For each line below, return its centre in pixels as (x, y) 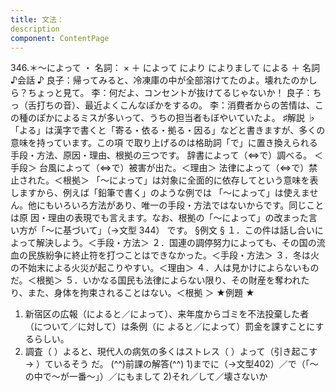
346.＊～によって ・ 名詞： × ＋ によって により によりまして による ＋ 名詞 (165, 68)
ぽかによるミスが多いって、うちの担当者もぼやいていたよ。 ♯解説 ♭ (176, 118)
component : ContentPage (60, 38)
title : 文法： (37, 19)
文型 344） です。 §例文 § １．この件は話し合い (216, 230)
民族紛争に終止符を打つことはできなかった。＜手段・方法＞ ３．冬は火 (173, 255)
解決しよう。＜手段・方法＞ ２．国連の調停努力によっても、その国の (176, 243)
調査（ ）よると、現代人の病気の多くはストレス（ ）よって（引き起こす (171, 352)
